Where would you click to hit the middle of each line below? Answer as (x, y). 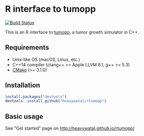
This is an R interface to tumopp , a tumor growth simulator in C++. (72, 32)
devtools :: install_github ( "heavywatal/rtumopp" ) (56, 101)
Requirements (27, 48)
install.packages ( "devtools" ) (36, 97)
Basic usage (24, 116)
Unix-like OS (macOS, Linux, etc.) (46, 59)
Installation (23, 85)
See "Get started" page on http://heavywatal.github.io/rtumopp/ (70, 128)
